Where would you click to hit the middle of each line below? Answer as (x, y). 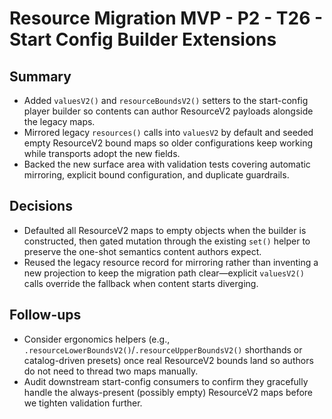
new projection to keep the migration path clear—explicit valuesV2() (164, 273)
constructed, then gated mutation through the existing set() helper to (167, 241)
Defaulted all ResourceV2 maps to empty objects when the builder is (165, 230)
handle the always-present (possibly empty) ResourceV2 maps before (168, 392)
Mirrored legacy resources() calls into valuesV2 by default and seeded (168, 132)
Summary (40, 76)
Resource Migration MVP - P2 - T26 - (166, 18)
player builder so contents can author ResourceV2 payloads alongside (168, 111)
